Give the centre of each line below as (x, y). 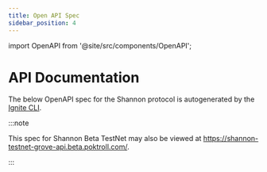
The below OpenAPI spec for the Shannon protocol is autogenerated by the (132, 99)
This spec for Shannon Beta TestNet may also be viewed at (105, 139)
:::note (19, 123)
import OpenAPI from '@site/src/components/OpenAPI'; (100, 45)
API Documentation (74, 77)
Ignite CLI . (25, 108)
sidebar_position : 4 (43, 23)
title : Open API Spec (44, 15)
